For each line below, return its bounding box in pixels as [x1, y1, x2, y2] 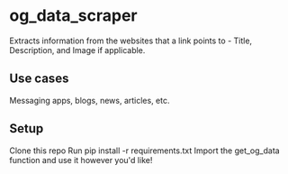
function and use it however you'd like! [9, 154, 153, 165]
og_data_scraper [9, 5, 138, 26]
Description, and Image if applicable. [9, 44, 146, 55]
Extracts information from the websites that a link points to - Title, [9, 35, 253, 46]
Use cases [9, 71, 69, 87]
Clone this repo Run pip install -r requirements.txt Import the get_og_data [9, 145, 281, 156]
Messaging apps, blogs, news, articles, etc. [9, 95, 170, 105]
